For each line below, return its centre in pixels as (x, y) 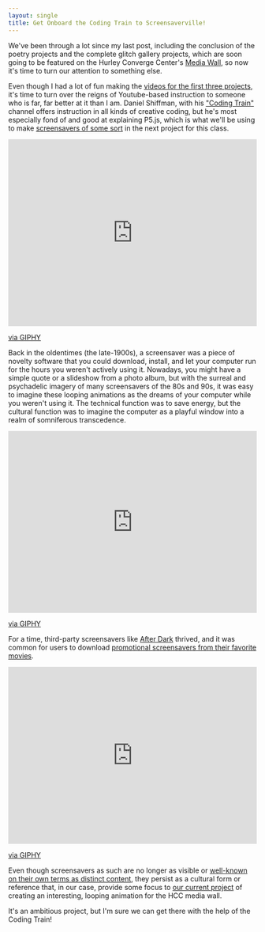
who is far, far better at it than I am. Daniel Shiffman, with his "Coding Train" (131, 103)
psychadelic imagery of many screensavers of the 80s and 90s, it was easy (131, 386)
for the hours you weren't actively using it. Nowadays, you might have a (125, 369)
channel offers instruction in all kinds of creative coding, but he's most (123, 111)
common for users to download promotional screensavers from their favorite (132, 648)
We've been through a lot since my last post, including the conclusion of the (131, 45)
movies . (21, 656)
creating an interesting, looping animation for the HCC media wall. (115, 896)
